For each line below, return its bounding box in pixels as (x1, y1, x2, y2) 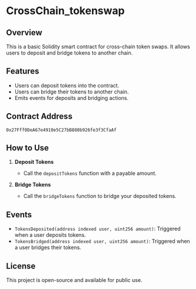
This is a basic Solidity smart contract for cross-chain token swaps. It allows (6, 43, 191, 50)
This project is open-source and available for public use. (6, 277, 143, 284)
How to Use (6, 143, 49, 153)
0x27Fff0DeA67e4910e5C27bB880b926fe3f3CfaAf (6, 127, 117, 133)
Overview (6, 28, 43, 38)
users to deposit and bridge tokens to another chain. (6, 49, 133, 56)
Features (6, 66, 39, 76)
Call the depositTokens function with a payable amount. (23, 170, 157, 177)
